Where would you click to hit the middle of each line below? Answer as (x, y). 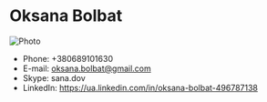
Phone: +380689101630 (68, 58)
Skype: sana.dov (54, 77)
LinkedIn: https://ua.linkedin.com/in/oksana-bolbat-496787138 (140, 87)
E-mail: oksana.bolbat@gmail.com (87, 68)
